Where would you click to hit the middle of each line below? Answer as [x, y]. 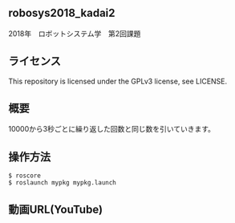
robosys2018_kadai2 [62, 13]
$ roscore [25, 176]
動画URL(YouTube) [55, 209]
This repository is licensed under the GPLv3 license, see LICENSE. [118, 81]
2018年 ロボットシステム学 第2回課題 [75, 33]
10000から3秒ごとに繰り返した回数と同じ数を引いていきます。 [111, 129]
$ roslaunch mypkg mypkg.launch [62, 183]
